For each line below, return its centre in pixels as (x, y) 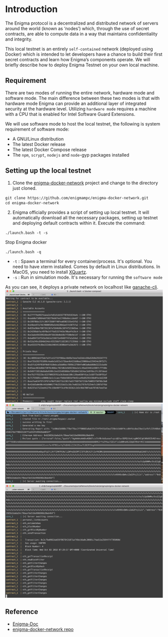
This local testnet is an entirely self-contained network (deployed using (79, 49)
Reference (22, 612)
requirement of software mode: (37, 129)
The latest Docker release (39, 144)
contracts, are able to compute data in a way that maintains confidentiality (81, 34)
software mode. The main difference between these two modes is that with (82, 98)
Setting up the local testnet (48, 171)
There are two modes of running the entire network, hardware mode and (80, 93)
